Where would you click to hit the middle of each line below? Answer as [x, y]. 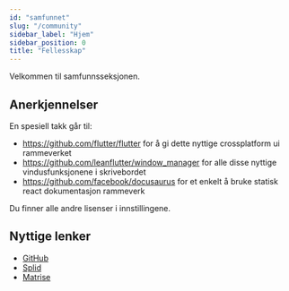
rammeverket [47, 152]
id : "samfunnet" [39, 17]
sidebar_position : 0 [48, 43]
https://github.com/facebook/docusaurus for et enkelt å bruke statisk [150, 181]
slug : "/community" [46, 26]
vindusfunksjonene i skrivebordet [84, 172]
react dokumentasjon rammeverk [83, 191]
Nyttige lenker [50, 237]
